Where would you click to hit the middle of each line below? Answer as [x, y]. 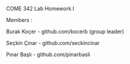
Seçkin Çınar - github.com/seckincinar [53, 43]
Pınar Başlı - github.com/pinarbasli [48, 55]
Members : [19, 20]
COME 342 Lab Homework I [40, 9]
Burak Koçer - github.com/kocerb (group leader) [65, 31]
